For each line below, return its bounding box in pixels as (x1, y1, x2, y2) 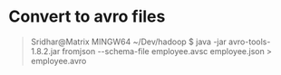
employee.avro (30, 55, 87, 66)
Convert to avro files (8, 6, 166, 27)
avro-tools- (228, 36, 271, 47)
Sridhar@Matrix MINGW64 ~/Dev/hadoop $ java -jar (30, 36, 228, 47)
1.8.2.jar (30, 45, 61, 56)
